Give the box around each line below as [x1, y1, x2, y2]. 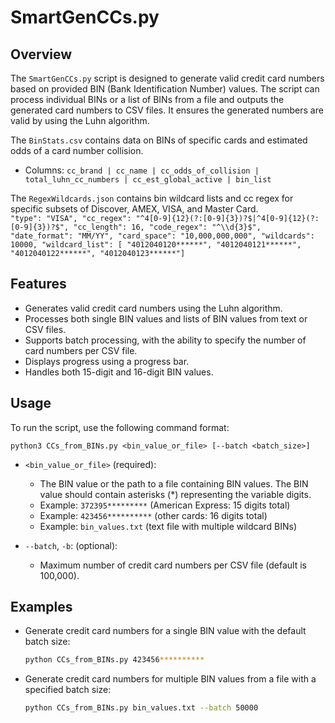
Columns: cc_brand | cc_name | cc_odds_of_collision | [24, 164, 260, 176]
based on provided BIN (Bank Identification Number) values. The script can [10, 83, 320, 95]
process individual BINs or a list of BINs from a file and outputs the [10, 94, 285, 105]
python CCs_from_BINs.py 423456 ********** [24, 655, 205, 665]
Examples [10, 599, 73, 616]
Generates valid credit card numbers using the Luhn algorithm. [24, 302, 283, 314]
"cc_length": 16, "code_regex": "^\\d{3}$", [73, 222, 262, 232]
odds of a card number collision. [10, 145, 144, 156]
